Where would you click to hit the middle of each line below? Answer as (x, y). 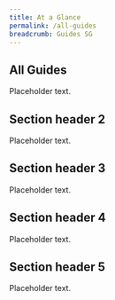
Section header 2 (57, 119)
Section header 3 (57, 168)
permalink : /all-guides (53, 26)
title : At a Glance (45, 17)
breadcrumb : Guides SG (51, 34)
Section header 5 (57, 267)
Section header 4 (57, 218)
